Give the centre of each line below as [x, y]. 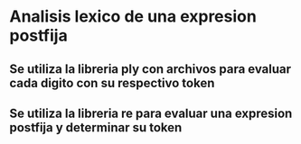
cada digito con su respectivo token [112, 83]
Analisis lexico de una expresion [133, 17]
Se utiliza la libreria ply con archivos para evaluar [150, 69]
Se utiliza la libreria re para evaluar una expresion [151, 113]
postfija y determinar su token [96, 127]
